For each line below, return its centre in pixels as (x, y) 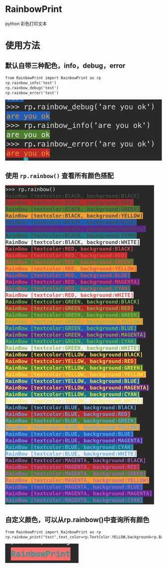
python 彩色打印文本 (26, 23)
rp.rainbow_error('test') (32, 93)
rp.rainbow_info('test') (31, 83)
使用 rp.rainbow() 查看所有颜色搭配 (59, 176)
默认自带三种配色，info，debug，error (65, 66)
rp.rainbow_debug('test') (32, 88)
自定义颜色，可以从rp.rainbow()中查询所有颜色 (77, 520)
